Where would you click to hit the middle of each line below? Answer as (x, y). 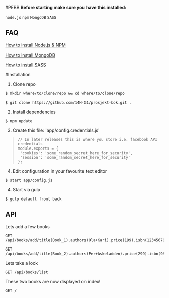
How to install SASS (26, 65)
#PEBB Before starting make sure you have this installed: (66, 7)
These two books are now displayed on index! (53, 281)
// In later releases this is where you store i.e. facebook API (87, 139)
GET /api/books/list (27, 272)
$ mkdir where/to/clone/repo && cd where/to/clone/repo (65, 93)
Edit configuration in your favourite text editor (60, 171)
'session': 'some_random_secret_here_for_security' (75, 157)
